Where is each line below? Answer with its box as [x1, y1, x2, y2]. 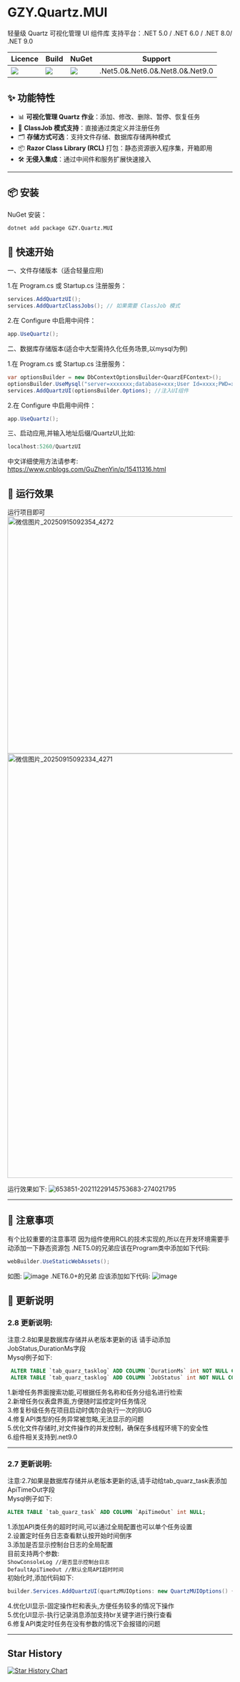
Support [141, 54, 171, 64]
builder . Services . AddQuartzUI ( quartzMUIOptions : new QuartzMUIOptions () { [7, 1588, 235, 1595]
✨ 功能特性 [7, 92, 56, 104]
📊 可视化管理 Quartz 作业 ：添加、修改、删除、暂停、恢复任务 [17, 112, 201, 121]
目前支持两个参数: [7, 1549, 60, 1558]
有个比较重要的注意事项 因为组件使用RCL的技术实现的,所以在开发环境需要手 [7, 1235, 230, 1243]
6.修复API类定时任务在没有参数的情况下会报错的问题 [7, 1620, 161, 1628]
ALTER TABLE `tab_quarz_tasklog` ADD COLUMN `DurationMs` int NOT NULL [10, 1367, 229, 1375]
